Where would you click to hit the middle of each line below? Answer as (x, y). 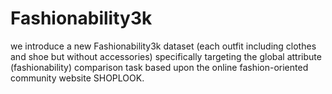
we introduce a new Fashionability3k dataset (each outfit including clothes (163, 46)
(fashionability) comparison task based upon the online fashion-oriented (159, 67)
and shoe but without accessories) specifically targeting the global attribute (166, 56)
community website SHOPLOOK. (77, 78)
